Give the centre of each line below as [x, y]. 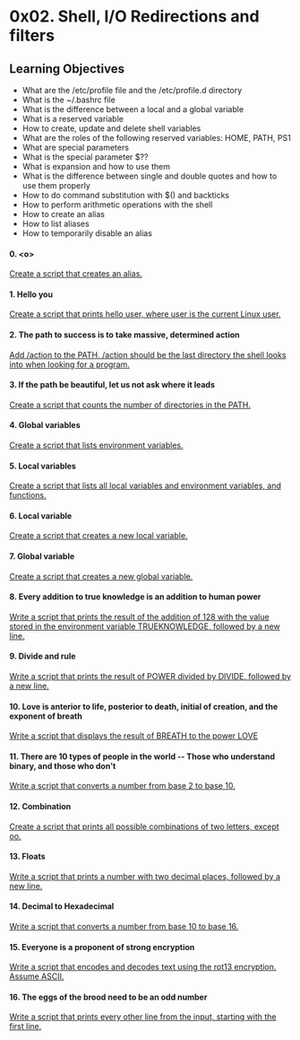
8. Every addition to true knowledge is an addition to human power [135, 597]
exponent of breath [46, 716]
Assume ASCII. [37, 976]
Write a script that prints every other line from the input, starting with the [143, 1017]
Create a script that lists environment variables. [96, 445]
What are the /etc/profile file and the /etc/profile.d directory [132, 90]
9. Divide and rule [43, 656]
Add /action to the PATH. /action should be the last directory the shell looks [148, 354]
